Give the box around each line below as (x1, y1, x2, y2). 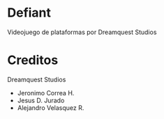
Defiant (7, 5, 51, 21)
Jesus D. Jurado (17, 96, 65, 104)
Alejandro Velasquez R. (17, 103, 84, 112)
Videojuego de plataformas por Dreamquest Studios (7, 28, 157, 36)
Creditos (7, 52, 59, 68)
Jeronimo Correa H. (17, 88, 75, 97)
